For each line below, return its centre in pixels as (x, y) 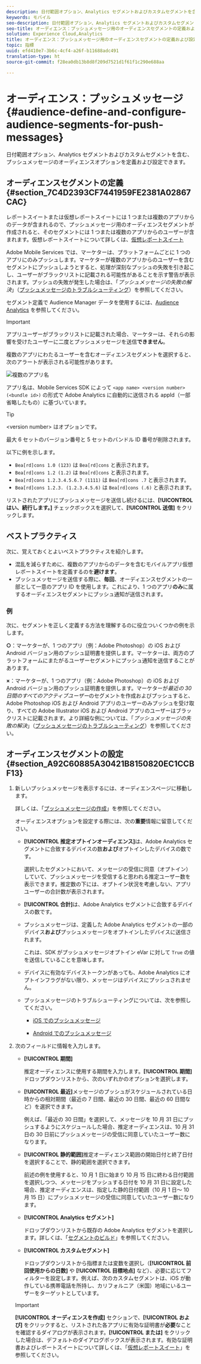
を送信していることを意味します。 (66, 960)
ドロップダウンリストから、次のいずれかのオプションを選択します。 (107, 1079)
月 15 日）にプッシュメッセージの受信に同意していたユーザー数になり (109, 1197)
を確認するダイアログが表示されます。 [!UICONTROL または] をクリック (103, 1333)
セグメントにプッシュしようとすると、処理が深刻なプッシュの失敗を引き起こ (100, 267)
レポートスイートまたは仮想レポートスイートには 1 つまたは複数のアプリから (100, 217)
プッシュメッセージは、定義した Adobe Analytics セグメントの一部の (108, 925)
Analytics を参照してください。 (44, 310)
